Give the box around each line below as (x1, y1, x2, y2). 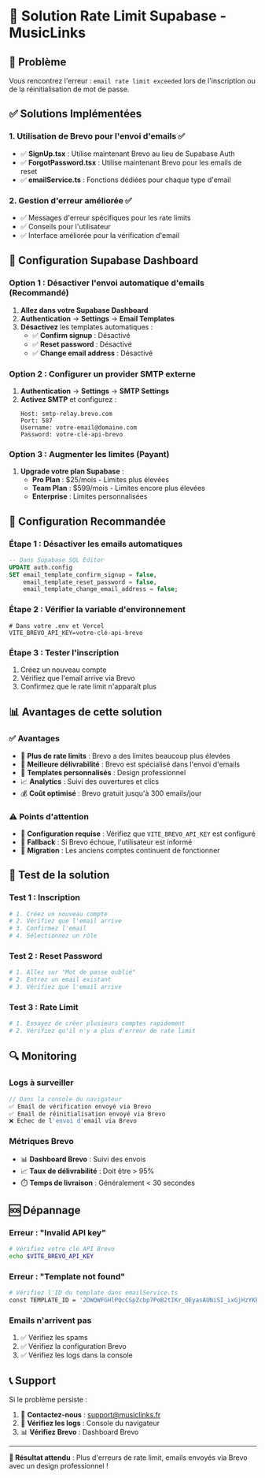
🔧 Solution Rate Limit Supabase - (9, 7, 227, 25)
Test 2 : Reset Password (9, 951, 103, 962)
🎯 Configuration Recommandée (9, 514, 166, 528)
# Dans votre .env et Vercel (9, 622, 105, 629)
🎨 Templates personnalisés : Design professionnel (20, 767, 186, 777)
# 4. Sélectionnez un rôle (9, 932, 98, 940)
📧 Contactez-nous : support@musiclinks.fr (20, 1410, 161, 1420)
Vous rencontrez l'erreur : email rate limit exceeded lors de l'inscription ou (9, 76, 256, 85)
